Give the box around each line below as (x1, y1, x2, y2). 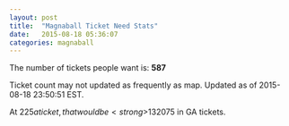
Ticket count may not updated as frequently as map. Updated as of (9, 80, 258, 90)
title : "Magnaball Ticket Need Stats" (9, 21, 159, 30)
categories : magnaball (9, 38, 94, 47)
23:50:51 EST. (32, 89, 84, 100)
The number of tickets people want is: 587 (9, 63, 166, 73)
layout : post (9, 13, 58, 22)
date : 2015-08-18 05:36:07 (9, 29, 118, 38)
